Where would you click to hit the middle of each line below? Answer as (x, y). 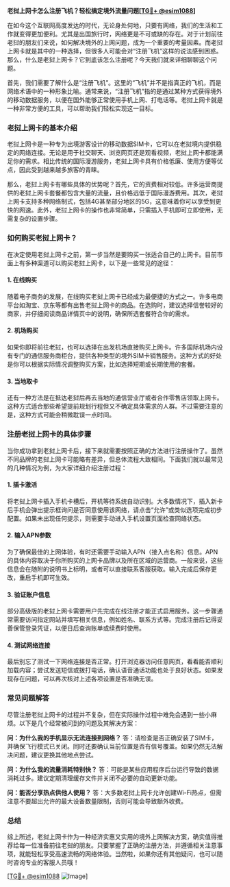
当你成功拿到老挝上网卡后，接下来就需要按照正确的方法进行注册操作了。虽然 (115, 450)
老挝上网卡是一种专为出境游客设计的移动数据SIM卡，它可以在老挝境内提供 (112, 144)
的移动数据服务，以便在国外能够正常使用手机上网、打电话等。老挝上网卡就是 (115, 100)
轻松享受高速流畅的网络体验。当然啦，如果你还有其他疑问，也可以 (124, 853)
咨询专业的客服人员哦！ (46, 862)
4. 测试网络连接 (29, 645)
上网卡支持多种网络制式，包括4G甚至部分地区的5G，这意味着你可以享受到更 (114, 202)
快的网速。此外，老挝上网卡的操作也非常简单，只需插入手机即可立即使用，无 (115, 210)
